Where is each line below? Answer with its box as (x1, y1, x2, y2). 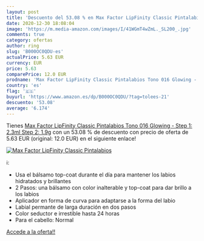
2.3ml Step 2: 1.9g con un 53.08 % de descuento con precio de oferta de (6, 128, 189, 136)
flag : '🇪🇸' (6, 88, 36, 94)
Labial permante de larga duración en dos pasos (15, 203, 137, 211)
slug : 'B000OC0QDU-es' (6, 49, 64, 55)
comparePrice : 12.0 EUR (6, 71, 67, 77)
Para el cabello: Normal (15, 216, 74, 223)
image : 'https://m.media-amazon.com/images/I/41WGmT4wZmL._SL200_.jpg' (6, 26, 191, 32)
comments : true (6, 32, 45, 38)
